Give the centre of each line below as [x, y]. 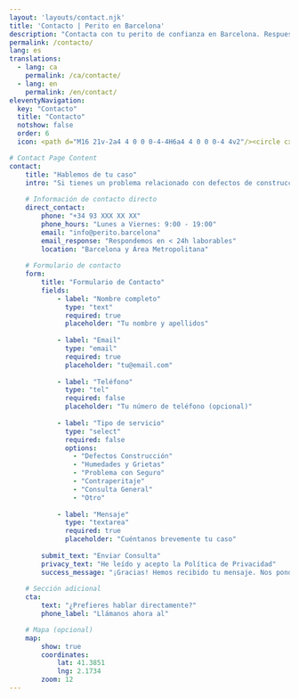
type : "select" [93, 431]
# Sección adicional [63, 589]
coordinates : [65, 655]
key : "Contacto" [47, 109]
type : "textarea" [97, 522]
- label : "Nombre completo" [109, 299]
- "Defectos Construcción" [123, 456]
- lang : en [37, 84]
